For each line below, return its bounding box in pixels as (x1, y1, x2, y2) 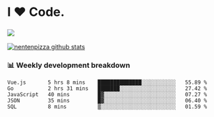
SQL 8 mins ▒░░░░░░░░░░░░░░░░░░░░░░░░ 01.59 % (7, 103, 208, 110)
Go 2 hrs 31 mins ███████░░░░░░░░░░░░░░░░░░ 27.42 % (7, 84, 208, 92)
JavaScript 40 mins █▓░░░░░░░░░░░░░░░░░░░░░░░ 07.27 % (7, 91, 208, 98)
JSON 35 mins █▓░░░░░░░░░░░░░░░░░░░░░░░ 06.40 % (7, 97, 208, 104)
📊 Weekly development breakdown (7, 60, 130, 70)
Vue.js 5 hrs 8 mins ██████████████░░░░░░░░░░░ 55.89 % (7, 79, 208, 86)
